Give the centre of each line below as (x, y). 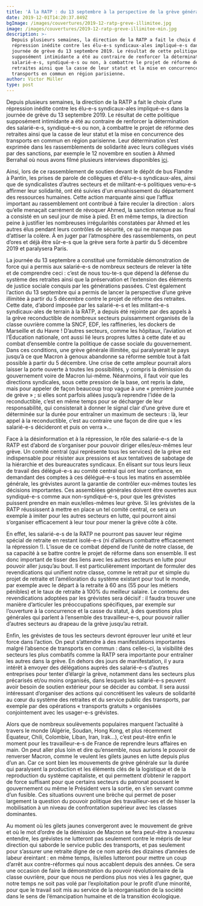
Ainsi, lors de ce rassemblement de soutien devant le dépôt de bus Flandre (100, 172)
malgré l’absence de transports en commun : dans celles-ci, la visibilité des (100, 648)
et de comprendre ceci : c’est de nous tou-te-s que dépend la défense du (98, 273)
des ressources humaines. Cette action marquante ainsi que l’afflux (90, 197)
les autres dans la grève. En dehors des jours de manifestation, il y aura (95, 661)
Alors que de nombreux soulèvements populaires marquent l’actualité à (95, 724)
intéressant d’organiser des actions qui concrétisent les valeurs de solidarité (101, 693)
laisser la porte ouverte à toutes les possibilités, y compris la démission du (99, 369)
